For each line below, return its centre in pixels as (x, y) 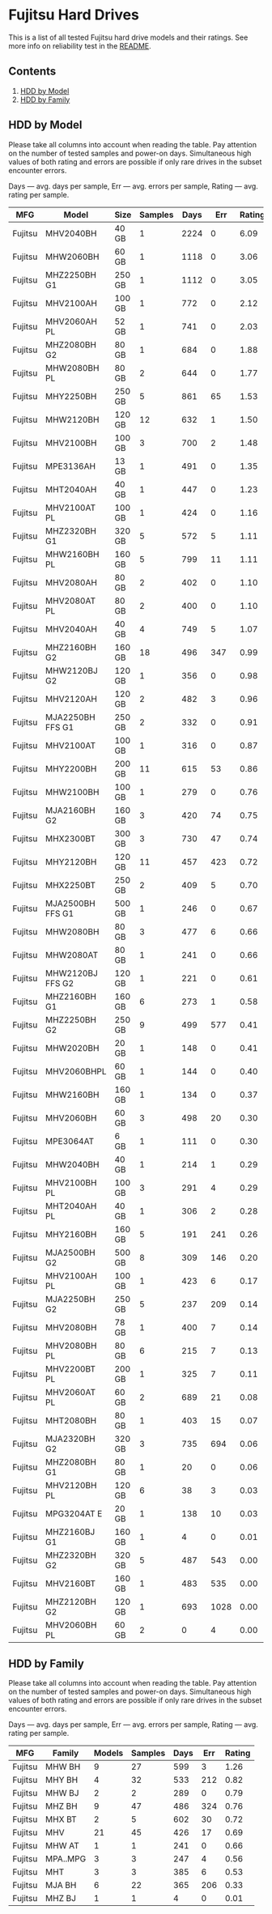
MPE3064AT (70, 1141)
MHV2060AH (71, 321)
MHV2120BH (71, 1485)
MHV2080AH (71, 582)
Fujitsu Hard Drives (74, 15)
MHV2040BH (71, 233)
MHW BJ (62, 1793)
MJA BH (61, 1886)
